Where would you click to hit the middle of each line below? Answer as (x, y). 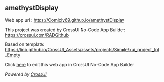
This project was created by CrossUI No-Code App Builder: (65, 30)
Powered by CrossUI (26, 74)
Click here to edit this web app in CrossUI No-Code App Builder (70, 64)
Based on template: (25, 44)
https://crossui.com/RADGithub (37, 35)
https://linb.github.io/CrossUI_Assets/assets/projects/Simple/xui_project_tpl (82, 49)
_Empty (13, 55)
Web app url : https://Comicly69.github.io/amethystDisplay (65, 20)
